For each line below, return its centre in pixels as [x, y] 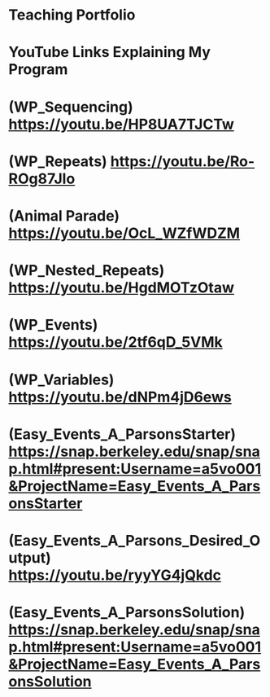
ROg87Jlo [42, 179]
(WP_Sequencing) [71, 107]
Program [38, 70]
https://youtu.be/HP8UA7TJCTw [121, 124]
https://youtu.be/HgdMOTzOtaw [121, 288]
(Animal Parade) [64, 215]
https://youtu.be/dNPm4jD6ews [120, 397]
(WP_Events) [53, 325]
